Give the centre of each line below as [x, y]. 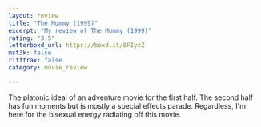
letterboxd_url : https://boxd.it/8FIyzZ [77, 46]
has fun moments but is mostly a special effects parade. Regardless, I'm [127, 105]
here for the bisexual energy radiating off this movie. [95, 114]
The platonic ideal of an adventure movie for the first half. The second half [131, 97]
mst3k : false [30, 53]
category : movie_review [48, 68]
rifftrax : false [35, 61]
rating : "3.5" [32, 38]
